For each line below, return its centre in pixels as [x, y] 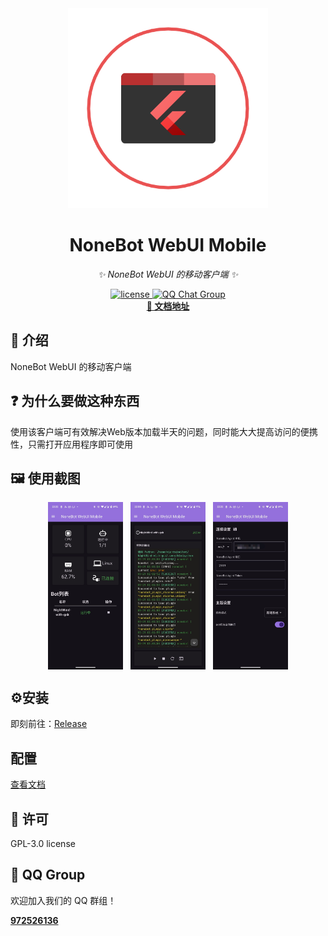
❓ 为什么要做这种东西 [75, 401]
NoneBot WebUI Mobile [168, 245]
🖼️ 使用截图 [45, 478]
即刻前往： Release [49, 724]
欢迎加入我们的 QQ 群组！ [63, 900]
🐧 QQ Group [48, 875]
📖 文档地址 [168, 306]
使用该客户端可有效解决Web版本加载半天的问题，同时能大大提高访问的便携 [164, 431]
